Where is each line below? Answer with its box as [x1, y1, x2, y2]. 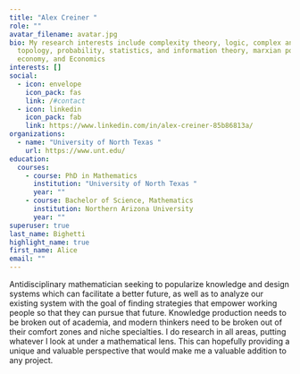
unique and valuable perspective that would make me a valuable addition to [9, 345, 287, 356]
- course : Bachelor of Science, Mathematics [25, 196, 194, 206]
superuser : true [9, 221, 70, 230]
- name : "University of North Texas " [17, 138, 162, 147]
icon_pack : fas [25, 88, 82, 97]
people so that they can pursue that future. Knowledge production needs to [9, 308, 287, 318]
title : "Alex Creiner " [9, 13, 98, 22]
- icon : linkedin [17, 105, 82, 114]
